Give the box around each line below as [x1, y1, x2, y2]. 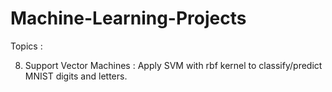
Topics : [10, 40, 43, 52]
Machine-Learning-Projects [10, 7, 247, 30]
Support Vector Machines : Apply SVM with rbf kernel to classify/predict [24, 59, 323, 71]
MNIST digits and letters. [24, 70, 128, 82]
